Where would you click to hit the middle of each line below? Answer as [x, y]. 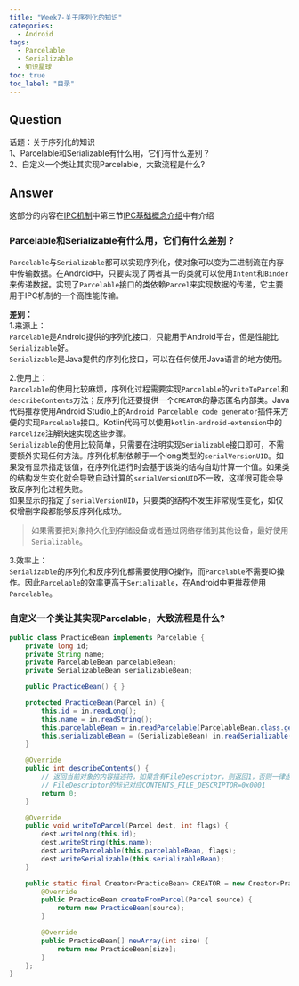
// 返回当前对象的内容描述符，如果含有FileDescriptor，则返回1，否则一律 [163, 777]
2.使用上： [28, 377]
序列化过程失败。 [56, 489]
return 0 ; [59, 793]
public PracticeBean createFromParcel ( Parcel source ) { [147, 900]
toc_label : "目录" [42, 84]
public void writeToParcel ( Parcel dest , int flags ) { [127, 826]
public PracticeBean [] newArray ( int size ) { [125, 941]
